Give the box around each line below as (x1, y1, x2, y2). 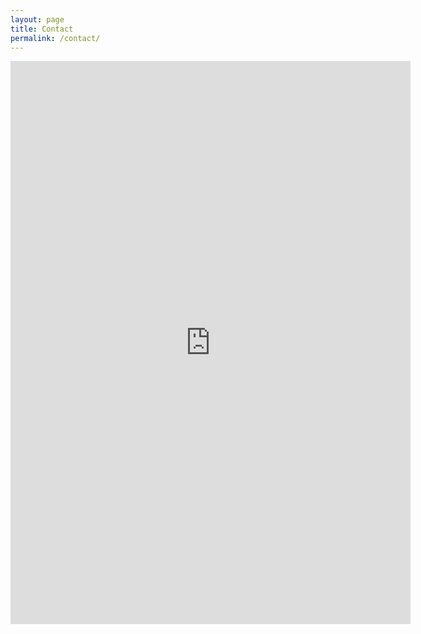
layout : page (10, 14, 65, 25)
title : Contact (10, 24, 74, 34)
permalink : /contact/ (10, 33, 101, 43)
